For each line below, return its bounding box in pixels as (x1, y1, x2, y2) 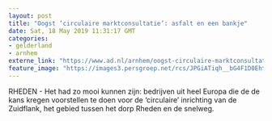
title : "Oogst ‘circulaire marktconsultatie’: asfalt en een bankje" (8, 19, 249, 27)
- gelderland (8, 42, 53, 50)
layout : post (8, 11, 53, 20)
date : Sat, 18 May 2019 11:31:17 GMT (8, 27, 136, 35)
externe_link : (8, 57, 57, 65)
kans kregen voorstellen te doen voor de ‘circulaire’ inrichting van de (8, 94, 237, 105)
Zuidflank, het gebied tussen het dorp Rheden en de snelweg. (8, 103, 215, 113)
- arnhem (8, 49, 38, 57)
